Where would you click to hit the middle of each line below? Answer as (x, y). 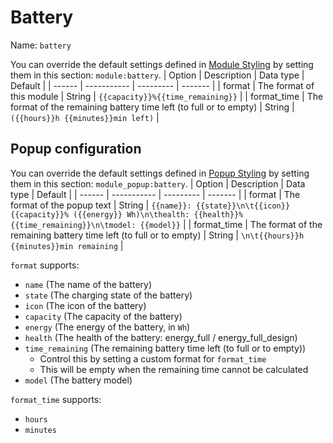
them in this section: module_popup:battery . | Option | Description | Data (158, 183)
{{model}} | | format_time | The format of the (231, 224)
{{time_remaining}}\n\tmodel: (73, 225)
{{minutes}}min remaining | (67, 245)
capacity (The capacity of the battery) (103, 316)
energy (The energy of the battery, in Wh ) (107, 327)
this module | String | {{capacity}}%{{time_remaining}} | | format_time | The (167, 96)
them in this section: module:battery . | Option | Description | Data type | (157, 75)
